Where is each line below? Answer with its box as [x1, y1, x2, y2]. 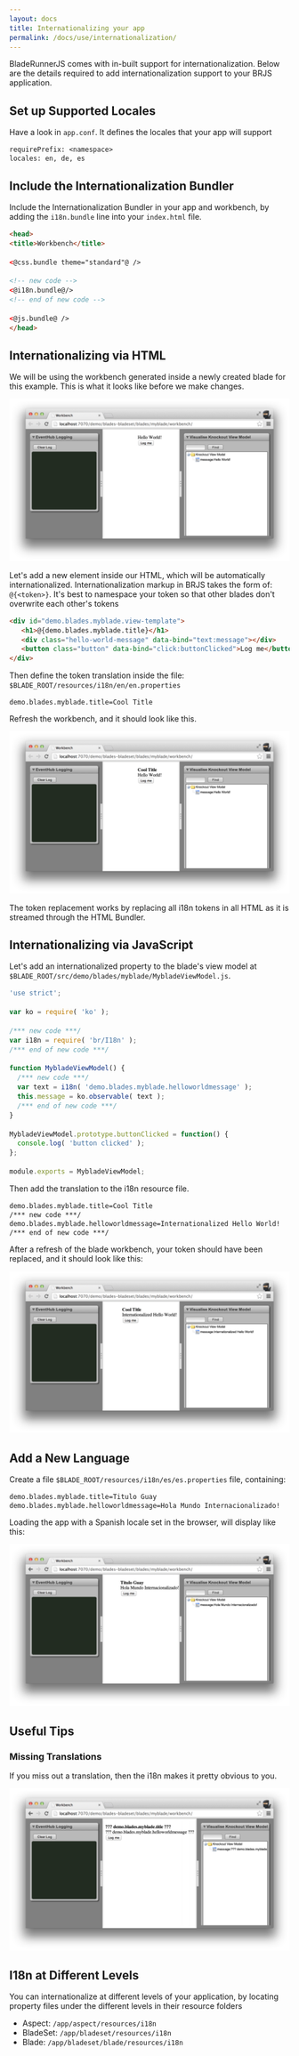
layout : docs [9, 14, 58, 23]
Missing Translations [9, 1750, 102, 1762]
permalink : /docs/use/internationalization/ [9, 33, 177, 42]
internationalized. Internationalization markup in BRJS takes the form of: [9, 579, 273, 590]
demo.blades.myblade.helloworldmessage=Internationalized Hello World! [9, 1219, 280, 1228]
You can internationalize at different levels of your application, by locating [9, 1991, 279, 2002]
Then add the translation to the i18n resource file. [9, 1183, 190, 1194]
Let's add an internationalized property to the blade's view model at [9, 961, 257, 972]
